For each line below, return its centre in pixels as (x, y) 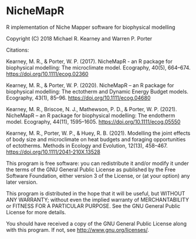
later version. (22, 182)
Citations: (18, 50)
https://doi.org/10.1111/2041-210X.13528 (53, 152)
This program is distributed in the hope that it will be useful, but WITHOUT (96, 193)
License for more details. (36, 212)
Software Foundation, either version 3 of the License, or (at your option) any (98, 175)
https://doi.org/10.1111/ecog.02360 (48, 74)
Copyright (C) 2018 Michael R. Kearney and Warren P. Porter (79, 38)
